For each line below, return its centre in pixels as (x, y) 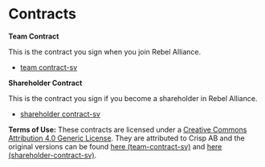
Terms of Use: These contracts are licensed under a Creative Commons (128, 129)
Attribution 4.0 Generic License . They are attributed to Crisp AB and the (126, 138)
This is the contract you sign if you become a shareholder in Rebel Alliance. (133, 98)
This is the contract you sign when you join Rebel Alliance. (105, 51)
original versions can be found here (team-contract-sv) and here (115, 146)
